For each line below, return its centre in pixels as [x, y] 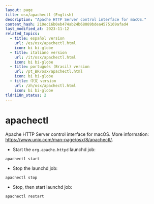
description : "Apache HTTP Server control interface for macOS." [76, 19]
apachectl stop [21, 178]
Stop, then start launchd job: [42, 187]
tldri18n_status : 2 [26, 95]
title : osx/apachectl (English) [39, 15]
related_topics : [22, 34]
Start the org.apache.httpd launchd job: [54, 150]
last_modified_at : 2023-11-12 [37, 29]
